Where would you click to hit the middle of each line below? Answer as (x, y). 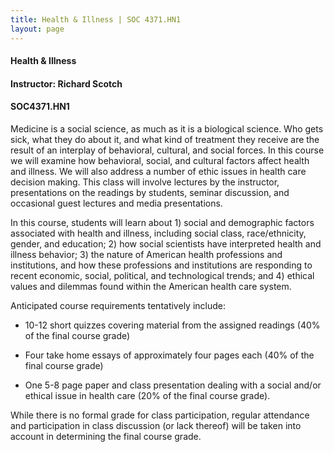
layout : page (37, 29)
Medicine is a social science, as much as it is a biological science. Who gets (167, 128)
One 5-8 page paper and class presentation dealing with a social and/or (173, 385)
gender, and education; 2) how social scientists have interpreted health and (166, 243)
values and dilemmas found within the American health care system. (151, 286)
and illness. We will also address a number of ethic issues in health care (158, 171)
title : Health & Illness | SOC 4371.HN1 (96, 19)
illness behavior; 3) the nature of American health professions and (146, 254)
